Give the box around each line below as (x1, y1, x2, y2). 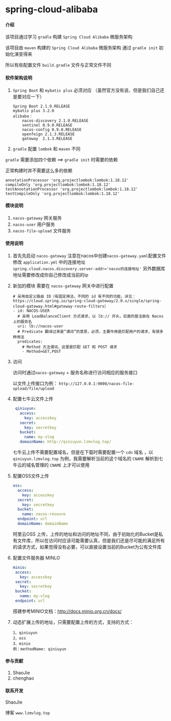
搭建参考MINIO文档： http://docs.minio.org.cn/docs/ (12, 608, 122, 614)
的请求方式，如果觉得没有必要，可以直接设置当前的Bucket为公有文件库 (12, 544, 162, 550)
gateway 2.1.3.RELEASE (22, 136, 72, 141)
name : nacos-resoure (22, 512, 66, 517)
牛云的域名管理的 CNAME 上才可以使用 (12, 462, 90, 468)
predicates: (17, 339, 43, 344)
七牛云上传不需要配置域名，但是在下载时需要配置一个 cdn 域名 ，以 (12, 449, 154, 455)
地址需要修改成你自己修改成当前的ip (12, 272, 88, 278)
